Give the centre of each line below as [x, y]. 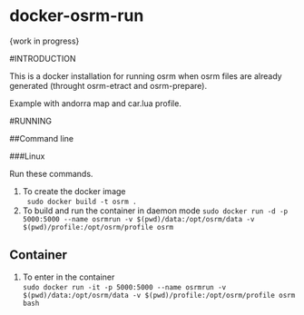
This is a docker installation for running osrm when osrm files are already [146, 76]
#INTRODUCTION [43, 58]
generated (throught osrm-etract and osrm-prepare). [108, 85]
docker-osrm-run [77, 16]
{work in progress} [44, 41]
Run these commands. [51, 173]
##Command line [42, 138]
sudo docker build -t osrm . [82, 202]
